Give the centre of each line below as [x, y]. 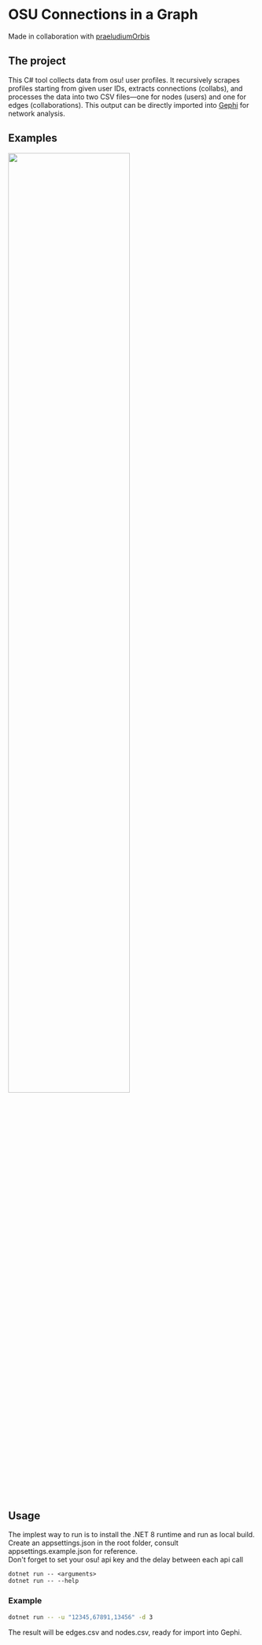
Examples [33, 138]
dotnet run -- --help [44, 1581]
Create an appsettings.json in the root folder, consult [93, 1543]
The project [37, 61]
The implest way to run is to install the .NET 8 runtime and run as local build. [131, 1535]
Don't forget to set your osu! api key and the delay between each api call [126, 1560]
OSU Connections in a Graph [103, 15]
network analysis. [37, 113]
